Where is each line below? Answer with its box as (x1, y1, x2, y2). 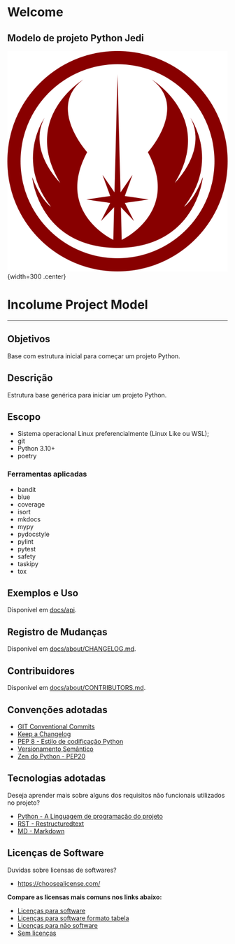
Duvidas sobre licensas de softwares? (7, 866, 117, 874)
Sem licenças (17, 929, 57, 937)
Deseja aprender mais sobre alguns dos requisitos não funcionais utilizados (7, 791, 225, 799)
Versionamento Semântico (17, 745, 94, 753)
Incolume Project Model (7, 297, 148, 313)
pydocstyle (17, 530, 50, 538)
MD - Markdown (17, 826, 65, 835)
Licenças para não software (17, 921, 98, 929)
